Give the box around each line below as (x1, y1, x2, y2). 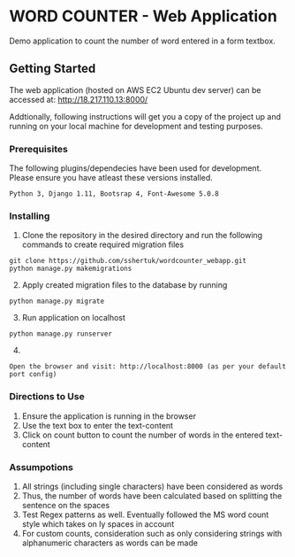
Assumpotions (9, 460, 73, 473)
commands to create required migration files (21, 239, 184, 250)
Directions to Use (9, 391, 86, 403)
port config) (9, 370, 57, 379)
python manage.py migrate (9, 297, 104, 306)
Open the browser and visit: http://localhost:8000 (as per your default (9, 362, 287, 371)
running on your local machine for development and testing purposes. (9, 120, 263, 131)
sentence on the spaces (21, 499, 110, 510)
